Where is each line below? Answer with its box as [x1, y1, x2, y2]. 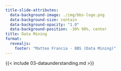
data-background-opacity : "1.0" [10, 22, 80, 27]
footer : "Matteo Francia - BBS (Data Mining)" [14, 46, 116, 51]
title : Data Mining [5, 31, 47, 37]
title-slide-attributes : [5, 7, 59, 13]
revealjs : [10, 41, 31, 46]
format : [5, 37, 22, 42]
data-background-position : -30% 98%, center [10, 27, 107, 32]
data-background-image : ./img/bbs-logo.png [10, 12, 105, 17]
